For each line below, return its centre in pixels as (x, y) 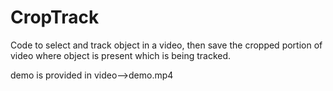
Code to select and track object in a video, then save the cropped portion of (166, 45)
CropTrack (55, 17)
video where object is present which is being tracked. (121, 55)
